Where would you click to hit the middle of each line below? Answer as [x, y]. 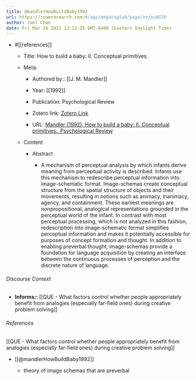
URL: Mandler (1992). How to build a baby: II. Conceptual [101, 125]
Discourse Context [28, 279]
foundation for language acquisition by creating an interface [113, 253]
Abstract [43, 154]
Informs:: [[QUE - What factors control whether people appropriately [98, 297]
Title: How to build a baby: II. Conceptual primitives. [86, 56]
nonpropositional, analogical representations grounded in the [115, 209]
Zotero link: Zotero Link [60, 113]
